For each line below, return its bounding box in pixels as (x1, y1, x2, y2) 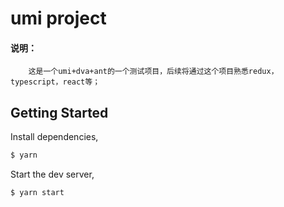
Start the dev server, (10, 168, 95, 181)
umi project (10, 7, 107, 30)
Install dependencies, (10, 131, 99, 143)
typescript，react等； (10, 77, 101, 87)
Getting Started (10, 104, 109, 121)
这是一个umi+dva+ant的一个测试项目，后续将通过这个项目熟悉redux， (28, 67, 279, 77)
